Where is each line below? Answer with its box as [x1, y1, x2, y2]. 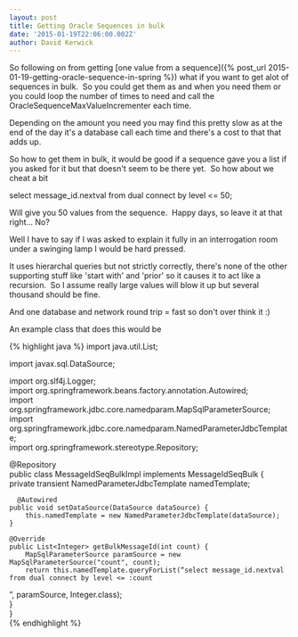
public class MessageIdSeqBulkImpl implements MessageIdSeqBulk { [9, 469, 264, 480]
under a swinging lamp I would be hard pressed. [9, 244, 186, 254]
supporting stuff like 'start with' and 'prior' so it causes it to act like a [9, 270, 261, 281]
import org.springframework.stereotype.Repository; [9, 443, 198, 453]
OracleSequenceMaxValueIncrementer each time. [9, 100, 192, 112]
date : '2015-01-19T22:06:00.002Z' [9, 29, 138, 38]
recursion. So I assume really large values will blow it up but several [9, 280, 260, 291]
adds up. [9, 136, 42, 147]
